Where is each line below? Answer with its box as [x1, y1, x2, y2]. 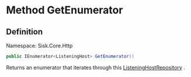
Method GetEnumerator [6, 3, 123, 17]
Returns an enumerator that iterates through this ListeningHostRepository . [6, 64, 186, 71]
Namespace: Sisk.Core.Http [6, 42, 73, 49]
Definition [6, 27, 43, 37]
